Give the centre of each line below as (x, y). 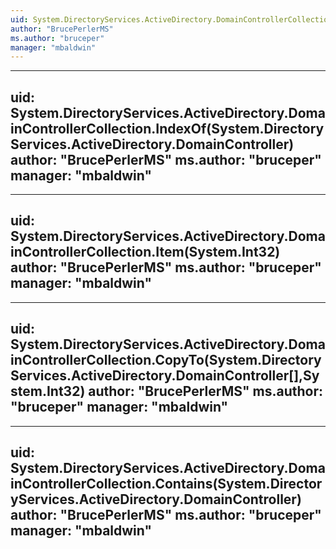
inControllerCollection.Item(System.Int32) (145, 252)
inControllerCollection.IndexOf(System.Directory (167, 128)
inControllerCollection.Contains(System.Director (166, 484)
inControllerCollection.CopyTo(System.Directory (166, 360)
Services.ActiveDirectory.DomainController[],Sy (165, 376)
